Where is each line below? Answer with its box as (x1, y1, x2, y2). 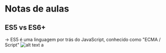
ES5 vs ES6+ (5, 23, 46, 32)
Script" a (5, 42, 44, 48)
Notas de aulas (5, 3, 69, 15)
